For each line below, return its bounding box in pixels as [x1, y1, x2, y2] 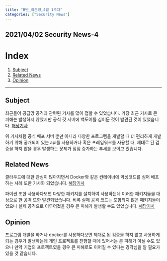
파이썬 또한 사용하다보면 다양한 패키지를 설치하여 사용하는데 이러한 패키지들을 [5, 191, 156, 197]
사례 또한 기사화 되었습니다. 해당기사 [14, 180, 85, 186]
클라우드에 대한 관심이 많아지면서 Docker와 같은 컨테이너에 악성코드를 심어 [5, 174, 150, 180]
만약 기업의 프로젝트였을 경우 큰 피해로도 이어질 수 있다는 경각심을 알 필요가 [14, 244, 161, 250]
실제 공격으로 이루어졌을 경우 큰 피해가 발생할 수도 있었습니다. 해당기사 [18, 203, 155, 209]
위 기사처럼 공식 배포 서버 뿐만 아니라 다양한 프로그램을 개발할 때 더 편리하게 [5, 133, 153, 139]
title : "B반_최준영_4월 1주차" [5, 7, 63, 12]
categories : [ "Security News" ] [5, 12, 70, 17]
